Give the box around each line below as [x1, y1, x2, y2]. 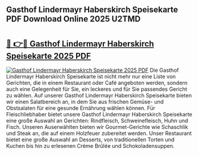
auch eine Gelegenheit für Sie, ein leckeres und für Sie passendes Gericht [6, 86, 187, 93]
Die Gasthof [149, 67, 180, 74]
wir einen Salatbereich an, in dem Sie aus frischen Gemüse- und [6, 98, 164, 105]
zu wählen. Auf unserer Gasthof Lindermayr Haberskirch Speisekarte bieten [6, 92, 192, 99]
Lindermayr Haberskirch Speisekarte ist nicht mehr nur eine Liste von [6, 73, 176, 80]
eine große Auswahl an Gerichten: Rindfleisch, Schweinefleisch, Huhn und [6, 117, 188, 124]
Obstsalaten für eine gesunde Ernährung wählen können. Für [6, 105, 156, 112]
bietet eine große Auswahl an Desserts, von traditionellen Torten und [6, 136, 175, 143]
